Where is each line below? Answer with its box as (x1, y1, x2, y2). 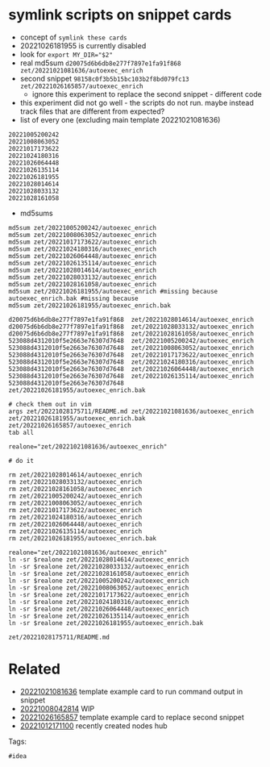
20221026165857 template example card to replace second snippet (19, 712, 244, 722)
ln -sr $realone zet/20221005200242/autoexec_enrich (8, 577, 189, 585)
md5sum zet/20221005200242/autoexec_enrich (8, 223, 157, 231)
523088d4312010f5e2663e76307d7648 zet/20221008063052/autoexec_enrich (8, 344, 254, 352)
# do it (8, 456, 35, 465)
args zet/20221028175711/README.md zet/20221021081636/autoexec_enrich (8, 407, 254, 415)
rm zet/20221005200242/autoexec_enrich (8, 492, 143, 500)
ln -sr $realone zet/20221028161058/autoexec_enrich (8, 569, 189, 577)
